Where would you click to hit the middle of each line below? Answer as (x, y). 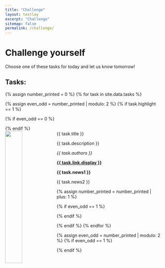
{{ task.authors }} (75, 153)
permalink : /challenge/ (30, 28)
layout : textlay (22, 14)
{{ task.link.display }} (79, 163)
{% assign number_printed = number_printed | (104, 191)
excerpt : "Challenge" (27, 19)
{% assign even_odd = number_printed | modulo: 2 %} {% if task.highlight (81, 104)
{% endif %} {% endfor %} (84, 225)
